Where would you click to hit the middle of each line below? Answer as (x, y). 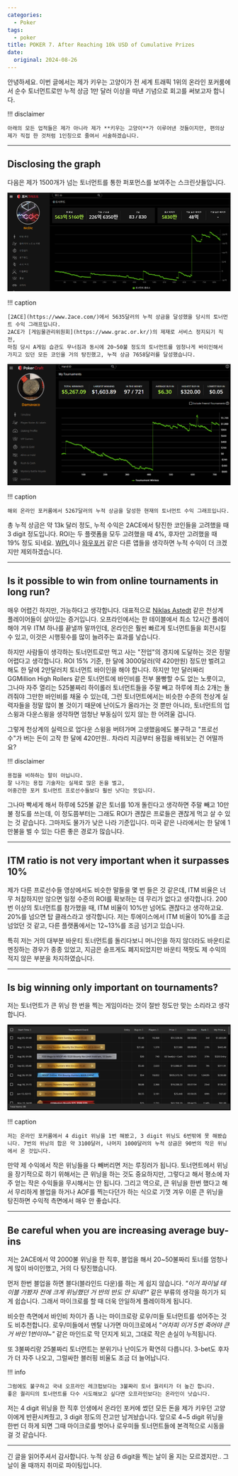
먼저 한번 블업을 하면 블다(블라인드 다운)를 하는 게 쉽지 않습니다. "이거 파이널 (113, 1284)
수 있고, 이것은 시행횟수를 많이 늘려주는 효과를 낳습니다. (84, 636)
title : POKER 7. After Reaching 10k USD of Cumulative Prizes (101, 45)
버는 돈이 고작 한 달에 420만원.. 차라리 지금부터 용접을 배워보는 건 (114, 738)
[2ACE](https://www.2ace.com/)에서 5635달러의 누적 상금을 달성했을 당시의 (109, 317)
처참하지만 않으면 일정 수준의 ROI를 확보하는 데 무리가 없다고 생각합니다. (114, 899)
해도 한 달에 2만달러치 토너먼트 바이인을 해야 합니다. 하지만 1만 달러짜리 (106, 669)
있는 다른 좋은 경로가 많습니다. (83, 831)
